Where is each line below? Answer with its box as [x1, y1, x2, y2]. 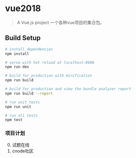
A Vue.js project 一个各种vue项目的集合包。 [17, 19, 104, 25]
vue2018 [5, 3, 41, 14]
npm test [5, 117, 23, 123]
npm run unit [5, 104, 32, 109]
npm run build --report [5, 91, 53, 96]
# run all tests [5, 113, 38, 118]
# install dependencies [5, 47, 53, 51]
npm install [5, 51, 29, 56]
